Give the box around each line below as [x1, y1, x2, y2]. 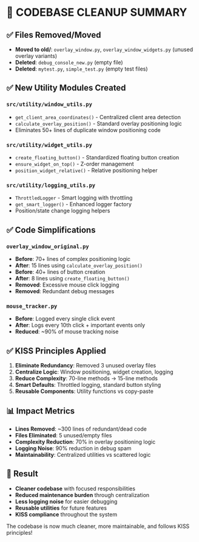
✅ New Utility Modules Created [6, 83, 126, 93]
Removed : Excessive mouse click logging [15, 281, 120, 288]
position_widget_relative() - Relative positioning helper [15, 167, 158, 174]
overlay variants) [15, 52, 58, 60]
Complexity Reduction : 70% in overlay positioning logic [15, 438, 156, 445]
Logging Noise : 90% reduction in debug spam [15, 444, 132, 452]
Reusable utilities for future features [15, 504, 107, 512]
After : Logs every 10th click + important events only [15, 322, 146, 329]
